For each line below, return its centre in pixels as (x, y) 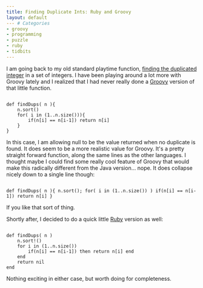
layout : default (27, 18)
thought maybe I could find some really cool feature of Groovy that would (98, 161)
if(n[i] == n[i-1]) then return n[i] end (81, 251)
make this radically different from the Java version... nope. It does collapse (99, 168)
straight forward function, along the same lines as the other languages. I (96, 155)
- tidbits (19, 52)
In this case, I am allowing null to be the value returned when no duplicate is (101, 142)
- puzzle (17, 40)
